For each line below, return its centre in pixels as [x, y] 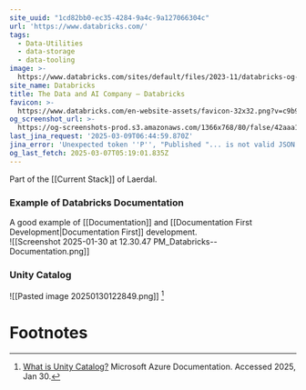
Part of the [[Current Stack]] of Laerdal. [83, 179]
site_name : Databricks [52, 85]
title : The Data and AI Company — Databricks [97, 94]
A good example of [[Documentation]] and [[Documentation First [131, 222]
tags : [20, 35]
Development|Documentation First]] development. [103, 232]
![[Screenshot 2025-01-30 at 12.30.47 [81, 241]
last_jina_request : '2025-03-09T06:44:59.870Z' [102, 136]
